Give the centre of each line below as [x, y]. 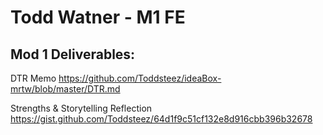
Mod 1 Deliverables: [73, 54]
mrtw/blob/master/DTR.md [65, 89]
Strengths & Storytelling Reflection [81, 108]
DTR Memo [33, 78]
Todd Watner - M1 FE [98, 17]
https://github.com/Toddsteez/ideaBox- [140, 78]
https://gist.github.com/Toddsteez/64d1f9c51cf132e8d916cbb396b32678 [161, 119]
